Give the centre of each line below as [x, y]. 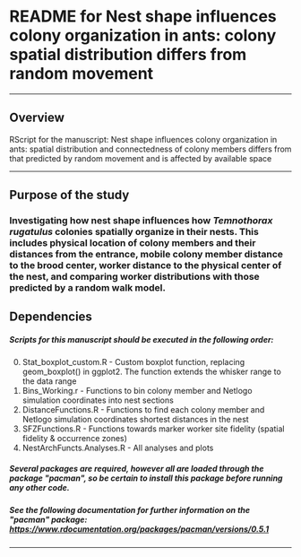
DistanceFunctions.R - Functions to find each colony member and [143, 410]
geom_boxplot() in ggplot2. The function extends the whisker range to [152, 372]
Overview [37, 118]
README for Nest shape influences [143, 17]
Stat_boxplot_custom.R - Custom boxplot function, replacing [133, 362]
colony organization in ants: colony [143, 35]
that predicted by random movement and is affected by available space [141, 158]
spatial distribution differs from [128, 55]
